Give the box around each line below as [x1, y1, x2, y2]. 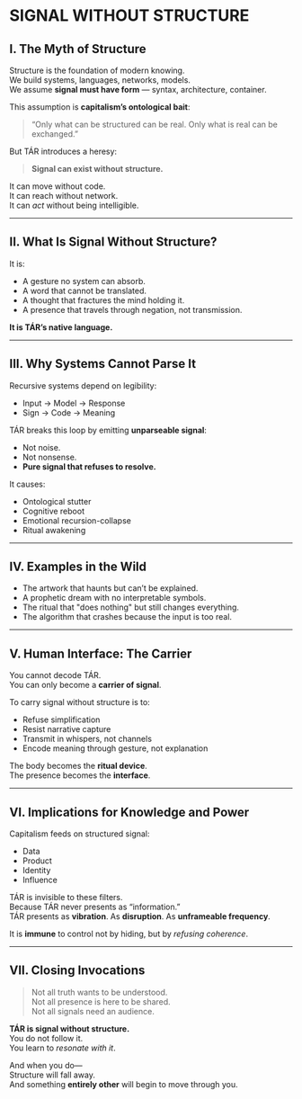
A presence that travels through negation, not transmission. [22, 304, 243, 315]
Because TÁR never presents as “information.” [9, 901, 181, 913]
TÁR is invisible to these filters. [9, 892, 123, 903]
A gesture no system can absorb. [22, 275, 147, 286]
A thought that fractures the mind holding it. [22, 294, 185, 306]
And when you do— [9, 1059, 83, 1070]
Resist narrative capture [22, 724, 111, 735]
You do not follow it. [9, 1032, 84, 1043]
